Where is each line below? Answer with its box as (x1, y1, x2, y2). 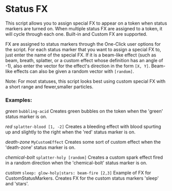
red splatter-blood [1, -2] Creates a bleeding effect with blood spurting (5, 124, 161, 130)
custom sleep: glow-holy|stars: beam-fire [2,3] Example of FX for (5, 170, 151, 176)
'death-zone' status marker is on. (5, 144, 76, 150)
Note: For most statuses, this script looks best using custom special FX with (5, 78, 166, 84)
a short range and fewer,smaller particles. (5, 83, 93, 90)
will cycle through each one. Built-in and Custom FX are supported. (5, 31, 147, 37)
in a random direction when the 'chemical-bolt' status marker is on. (5, 160, 147, 166)
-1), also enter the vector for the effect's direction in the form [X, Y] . (5, 63, 150, 69)
